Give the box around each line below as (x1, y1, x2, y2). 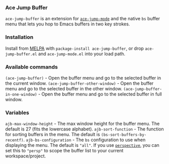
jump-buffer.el (5, 51, 37, 57)
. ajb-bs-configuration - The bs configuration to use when (23, 137, 146, 143)
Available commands (5, 63, 58, 70)
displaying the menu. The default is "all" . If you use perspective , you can (5, 142, 159, 148)
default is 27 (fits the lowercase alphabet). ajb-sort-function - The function (5, 126, 164, 132)
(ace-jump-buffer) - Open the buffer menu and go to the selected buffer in (5, 75, 161, 81)
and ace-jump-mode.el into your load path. (38, 50, 125, 57)
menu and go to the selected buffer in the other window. (5, 85, 122, 91)
